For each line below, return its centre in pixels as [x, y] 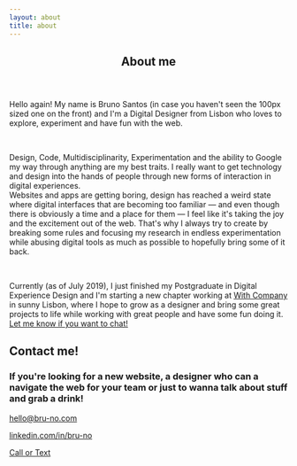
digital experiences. [45, 185]
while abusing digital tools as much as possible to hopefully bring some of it [147, 242]
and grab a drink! [46, 399]
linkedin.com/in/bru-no [51, 435]
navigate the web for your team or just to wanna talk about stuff [148, 388]
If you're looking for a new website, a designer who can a [134, 377]
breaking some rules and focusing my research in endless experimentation [145, 232]
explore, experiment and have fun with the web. [96, 123]
